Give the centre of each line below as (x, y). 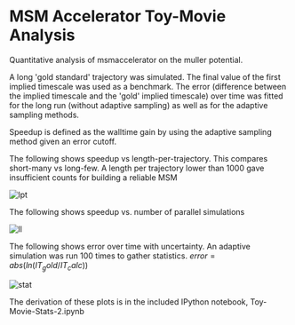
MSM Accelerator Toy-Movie (118, 16)
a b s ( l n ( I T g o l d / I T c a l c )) (49, 266)
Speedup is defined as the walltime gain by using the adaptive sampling (141, 131)
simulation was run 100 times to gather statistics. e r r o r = (112, 256)
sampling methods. (44, 115)
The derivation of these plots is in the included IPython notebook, (129, 301)
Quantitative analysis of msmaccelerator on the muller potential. (126, 59)
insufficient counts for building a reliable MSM (93, 177)
